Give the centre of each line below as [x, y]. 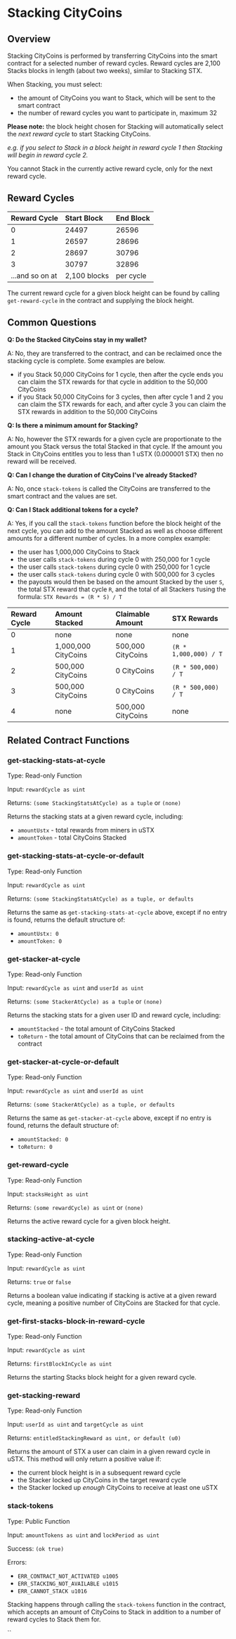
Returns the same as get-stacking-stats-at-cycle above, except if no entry [117, 912]
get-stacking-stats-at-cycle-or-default [76, 856]
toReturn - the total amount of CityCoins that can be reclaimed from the [121, 1036]
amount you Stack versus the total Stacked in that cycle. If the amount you [115, 446]
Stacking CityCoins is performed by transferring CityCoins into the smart [112, 56]
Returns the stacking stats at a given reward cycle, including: [96, 816]
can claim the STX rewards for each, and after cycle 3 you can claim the [122, 404]
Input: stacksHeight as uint [48, 1194]
